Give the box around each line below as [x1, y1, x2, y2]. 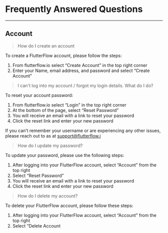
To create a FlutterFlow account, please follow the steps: [5, 52, 122, 58]
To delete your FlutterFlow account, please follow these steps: [5, 202, 133, 208]
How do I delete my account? [17, 192, 78, 198]
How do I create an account [17, 42, 75, 48]
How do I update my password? [17, 142, 83, 148]
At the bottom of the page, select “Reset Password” [12, 107, 119, 113]
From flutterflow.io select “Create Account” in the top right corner [12, 62, 147, 68]
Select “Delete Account [12, 222, 61, 228]
